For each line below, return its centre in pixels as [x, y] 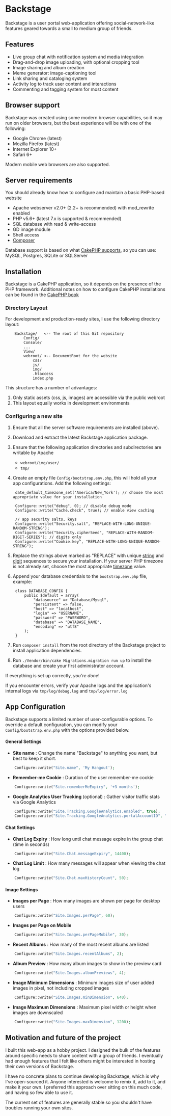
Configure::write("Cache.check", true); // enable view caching [84, 510]
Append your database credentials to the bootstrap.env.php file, [80, 576]
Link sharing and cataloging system [50, 78]
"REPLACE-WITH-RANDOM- [130, 533]
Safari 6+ [22, 154]
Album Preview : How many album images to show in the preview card [87, 964]
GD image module [32, 229]
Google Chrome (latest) [37, 138]
